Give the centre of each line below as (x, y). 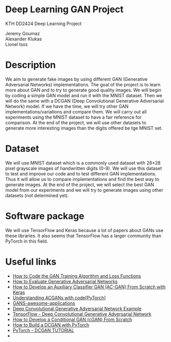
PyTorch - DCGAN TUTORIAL (43, 330)
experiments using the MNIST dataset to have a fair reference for (73, 117)
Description (31, 65)
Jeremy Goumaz (23, 33)
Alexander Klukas (24, 39)
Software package (45, 216)
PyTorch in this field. (27, 241)
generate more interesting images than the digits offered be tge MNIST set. (84, 128)
